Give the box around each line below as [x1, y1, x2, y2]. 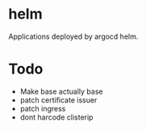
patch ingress [19, 103, 66, 113]
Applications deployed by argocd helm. [8, 31, 139, 41]
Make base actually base [19, 86, 103, 96]
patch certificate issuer [19, 94, 98, 105]
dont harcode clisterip [19, 112, 94, 122]
